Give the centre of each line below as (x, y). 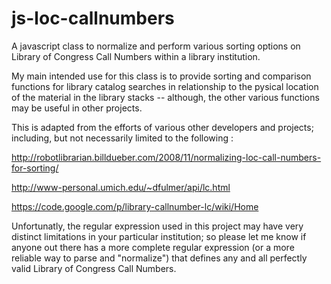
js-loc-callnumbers (93, 18)
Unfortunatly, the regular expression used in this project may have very (157, 226)
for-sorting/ (35, 168)
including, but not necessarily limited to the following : (122, 138)
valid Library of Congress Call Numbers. (94, 268)
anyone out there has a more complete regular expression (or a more (153, 247)
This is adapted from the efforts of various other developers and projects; (162, 127)
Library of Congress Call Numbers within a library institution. (136, 56)
